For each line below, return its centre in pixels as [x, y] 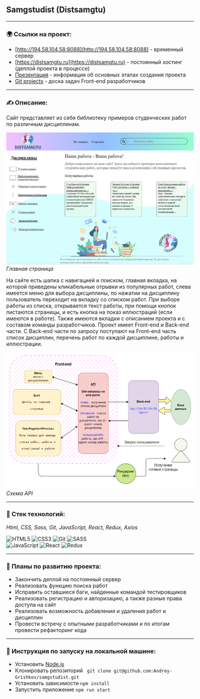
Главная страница [30, 269]
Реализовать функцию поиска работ [61, 586]
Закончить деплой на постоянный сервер [68, 579]
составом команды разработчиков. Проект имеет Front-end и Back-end [98, 325]
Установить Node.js [39, 664]
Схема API [20, 493]
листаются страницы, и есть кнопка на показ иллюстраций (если [89, 312]
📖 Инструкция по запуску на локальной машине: [81, 651]
